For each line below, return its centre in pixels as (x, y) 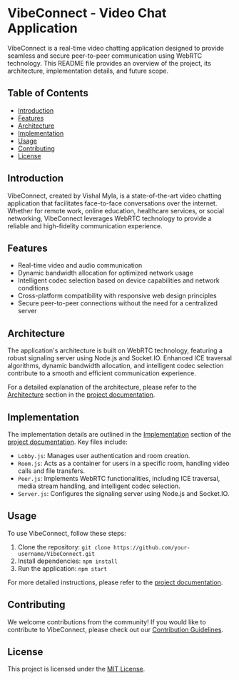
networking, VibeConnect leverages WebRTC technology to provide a (110, 218)
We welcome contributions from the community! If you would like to (107, 621)
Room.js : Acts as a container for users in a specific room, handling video (123, 463)
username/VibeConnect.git (56, 554)
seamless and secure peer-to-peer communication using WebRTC (105, 56)
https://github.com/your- (152, 547)
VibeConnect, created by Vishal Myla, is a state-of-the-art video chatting (115, 196)
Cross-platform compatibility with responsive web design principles (117, 296)
